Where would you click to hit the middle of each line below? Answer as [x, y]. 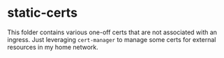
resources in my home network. [53, 47]
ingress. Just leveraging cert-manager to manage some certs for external [112, 39]
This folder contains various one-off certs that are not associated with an [112, 32]
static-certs [43, 13]
